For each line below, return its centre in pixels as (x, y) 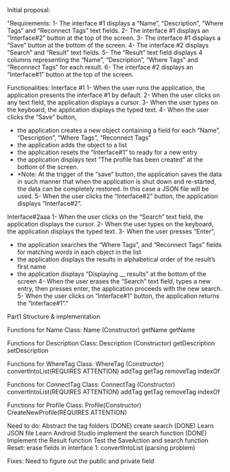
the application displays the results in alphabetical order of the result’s (116, 259)
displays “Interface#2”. (49, 203)
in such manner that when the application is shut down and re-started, (116, 181)
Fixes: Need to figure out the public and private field (81, 461)
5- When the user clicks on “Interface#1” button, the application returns (118, 296)
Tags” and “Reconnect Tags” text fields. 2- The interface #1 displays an (108, 31)
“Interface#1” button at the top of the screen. (70, 74)
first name (32, 267)
